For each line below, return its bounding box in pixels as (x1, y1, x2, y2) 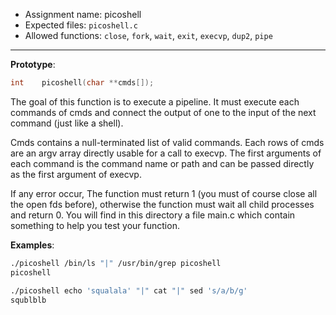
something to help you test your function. (10, 219, 180, 231)
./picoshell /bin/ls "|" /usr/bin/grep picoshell (10, 258, 222, 268)
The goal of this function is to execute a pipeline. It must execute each (10, 95, 300, 108)
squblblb (10, 295, 47, 305)
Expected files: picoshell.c (24, 19, 138, 31)
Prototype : (10, 59, 56, 70)
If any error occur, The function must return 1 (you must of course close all (10, 187, 318, 199)
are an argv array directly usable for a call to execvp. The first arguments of (10, 147, 322, 159)
